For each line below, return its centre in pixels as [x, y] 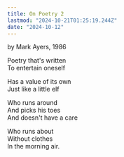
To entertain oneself [36, 68]
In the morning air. [34, 146]
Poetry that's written [37, 61]
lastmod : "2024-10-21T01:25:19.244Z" [62, 20]
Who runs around [32, 103]
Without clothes [30, 139]
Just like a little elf [33, 89]
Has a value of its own [39, 82]
